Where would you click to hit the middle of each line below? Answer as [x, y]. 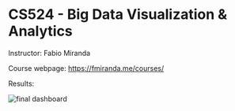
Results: [21, 83]
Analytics [40, 31]
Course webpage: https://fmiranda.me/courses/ [86, 68]
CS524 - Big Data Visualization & [118, 15]
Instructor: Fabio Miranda [49, 53]
